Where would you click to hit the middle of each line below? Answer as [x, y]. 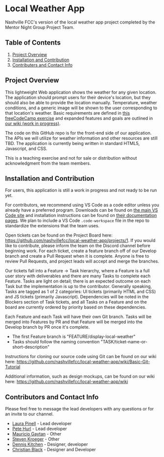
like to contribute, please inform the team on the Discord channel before [78, 246]
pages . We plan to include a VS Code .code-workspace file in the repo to [77, 220]
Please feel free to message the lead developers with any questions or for [80, 409]
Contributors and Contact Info [52, 397]
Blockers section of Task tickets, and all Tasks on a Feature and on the [76, 302]
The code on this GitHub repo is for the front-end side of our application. [78, 133]
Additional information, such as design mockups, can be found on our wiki [80, 376]
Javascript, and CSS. [26, 148]
